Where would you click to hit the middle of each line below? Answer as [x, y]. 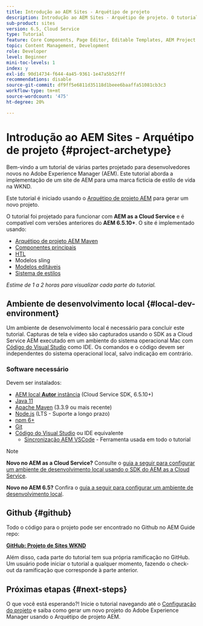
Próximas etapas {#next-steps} [67, 589]
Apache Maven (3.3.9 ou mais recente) [63, 407]
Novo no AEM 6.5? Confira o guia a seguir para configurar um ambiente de [100, 487]
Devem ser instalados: [34, 382]
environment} [33, 313]
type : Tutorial [25, 35]
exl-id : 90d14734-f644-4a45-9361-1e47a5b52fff [66, 74]
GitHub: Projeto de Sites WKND [46, 545]
